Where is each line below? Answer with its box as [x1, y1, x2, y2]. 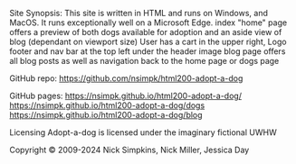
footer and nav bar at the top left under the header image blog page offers [9, 46, 286, 57]
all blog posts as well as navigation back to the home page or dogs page [9, 56, 280, 66]
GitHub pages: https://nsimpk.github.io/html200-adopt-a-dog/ [9, 90, 243, 101]
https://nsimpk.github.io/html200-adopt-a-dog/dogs [9, 100, 205, 111]
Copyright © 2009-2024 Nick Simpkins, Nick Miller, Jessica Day [9, 144, 250, 155]
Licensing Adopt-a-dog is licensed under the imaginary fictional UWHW [9, 127, 278, 138]
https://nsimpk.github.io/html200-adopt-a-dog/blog [9, 110, 203, 120]
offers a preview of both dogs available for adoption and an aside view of [9, 27, 282, 37]
